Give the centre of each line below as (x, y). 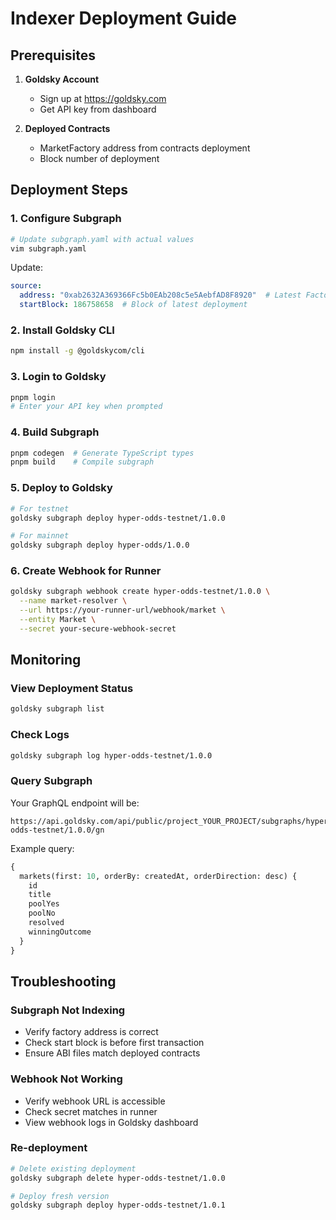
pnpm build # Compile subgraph (82, 462)
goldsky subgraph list (57, 709)
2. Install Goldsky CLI (62, 330)
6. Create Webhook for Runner (86, 571)
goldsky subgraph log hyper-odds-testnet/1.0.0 (111, 755)
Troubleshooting (63, 981)
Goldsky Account (62, 79)
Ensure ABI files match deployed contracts (112, 1053)
